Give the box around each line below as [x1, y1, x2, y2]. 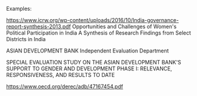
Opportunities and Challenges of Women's [72, 23, 177, 30]
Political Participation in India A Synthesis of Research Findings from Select [6, 29, 191, 36]
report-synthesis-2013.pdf [6, 23, 71, 30]
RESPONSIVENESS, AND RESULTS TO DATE [6, 72, 115, 78]
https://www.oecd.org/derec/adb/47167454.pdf [6, 83, 124, 90]
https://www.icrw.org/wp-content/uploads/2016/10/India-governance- [6, 17, 179, 23]
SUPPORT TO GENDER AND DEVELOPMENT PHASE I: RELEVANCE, [6, 65, 173, 72]
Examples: [6, 5, 32, 12]
